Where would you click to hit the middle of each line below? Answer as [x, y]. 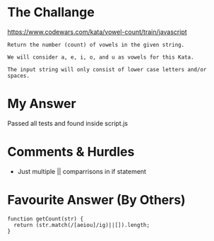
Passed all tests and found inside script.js [68, 123]
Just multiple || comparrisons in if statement [82, 171]
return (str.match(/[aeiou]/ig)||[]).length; [82, 225]
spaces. [19, 76]
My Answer [42, 104]
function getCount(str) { [45, 219]
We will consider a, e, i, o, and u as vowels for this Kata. [101, 57]
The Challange [51, 12]
